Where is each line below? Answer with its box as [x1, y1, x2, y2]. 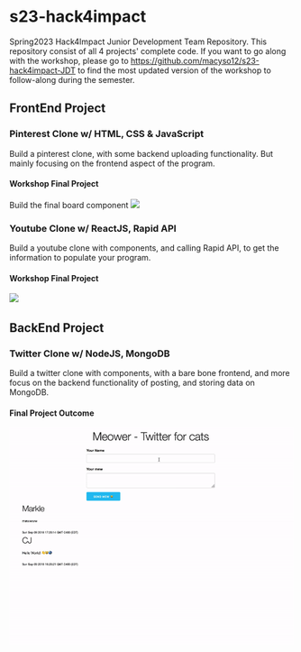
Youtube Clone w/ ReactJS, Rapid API [9, 222, 178, 234]
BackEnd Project [9, 320, 105, 335]
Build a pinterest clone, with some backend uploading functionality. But [9, 148, 273, 159]
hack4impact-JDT [9, 65, 77, 76]
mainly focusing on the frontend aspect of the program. [9, 158, 215, 169]
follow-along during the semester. [9, 74, 135, 85]
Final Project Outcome [9, 408, 95, 418]
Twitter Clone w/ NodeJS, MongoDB [9, 347, 170, 360]
